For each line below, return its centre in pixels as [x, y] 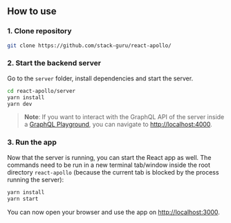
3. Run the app [32, 143]
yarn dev [20, 104]
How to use [32, 11]
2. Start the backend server [54, 63]
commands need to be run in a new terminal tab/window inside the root [109, 165]
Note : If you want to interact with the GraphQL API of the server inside [124, 117]
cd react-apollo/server [41, 91]
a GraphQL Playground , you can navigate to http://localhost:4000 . [118, 125]
